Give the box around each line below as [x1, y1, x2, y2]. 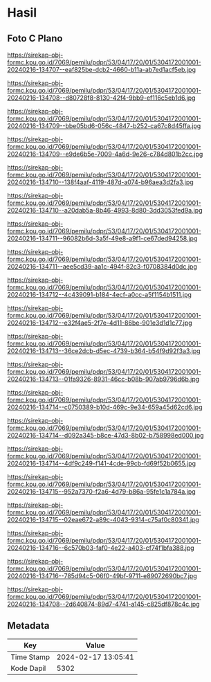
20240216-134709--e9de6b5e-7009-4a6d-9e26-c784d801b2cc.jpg [7, 150, 203, 158]
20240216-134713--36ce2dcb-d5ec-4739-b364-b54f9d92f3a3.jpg [7, 347, 201, 355]
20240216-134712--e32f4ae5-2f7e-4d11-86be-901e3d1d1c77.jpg [7, 318, 192, 327]
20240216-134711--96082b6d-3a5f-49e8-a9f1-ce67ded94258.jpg [7, 234, 198, 242]
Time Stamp [10, 652, 51, 662]
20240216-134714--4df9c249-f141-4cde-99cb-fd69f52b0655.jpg [7, 459, 196, 467]
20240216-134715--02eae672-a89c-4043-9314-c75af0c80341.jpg [7, 516, 199, 523]
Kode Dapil [10, 663, 46, 673]
